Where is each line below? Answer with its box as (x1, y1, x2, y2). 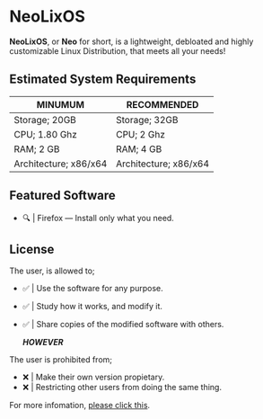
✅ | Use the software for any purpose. (22, 283, 163, 294)
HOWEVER (22, 337, 65, 348)
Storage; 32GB (115, 113, 179, 126)
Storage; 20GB (13, 113, 76, 126)
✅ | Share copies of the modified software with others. (22, 319, 224, 330)
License (9, 241, 55, 257)
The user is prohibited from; (9, 354, 113, 365)
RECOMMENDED (126, 98, 199, 111)
